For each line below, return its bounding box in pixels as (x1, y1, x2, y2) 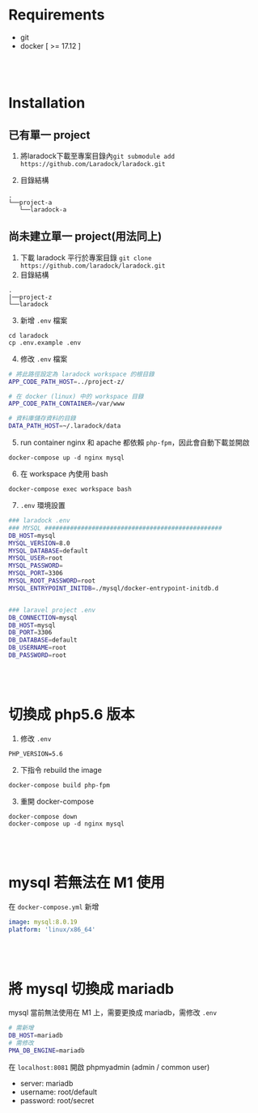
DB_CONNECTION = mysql (8, 613, 78, 621)
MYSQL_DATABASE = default (8, 547, 89, 555)
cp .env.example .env (8, 339, 82, 347)
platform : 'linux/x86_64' (8, 925, 95, 933)
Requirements (8, 6, 105, 24)
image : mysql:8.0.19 (8, 918, 78, 926)
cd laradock (8, 331, 49, 339)
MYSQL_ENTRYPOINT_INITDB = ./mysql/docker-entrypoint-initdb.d (8, 584, 219, 592)
